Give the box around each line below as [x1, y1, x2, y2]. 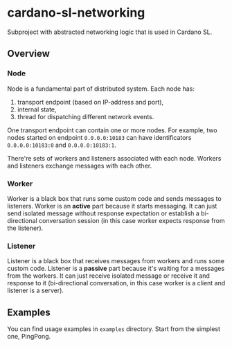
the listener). [7, 224, 44, 232]
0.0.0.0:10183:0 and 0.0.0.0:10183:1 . [7, 141, 116, 149]
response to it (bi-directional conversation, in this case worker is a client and [7, 279, 226, 287]
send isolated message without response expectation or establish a [7, 209, 199, 217]
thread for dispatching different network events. [17, 112, 154, 121]
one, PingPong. [7, 332, 51, 341]
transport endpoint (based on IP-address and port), [17, 98, 164, 106]
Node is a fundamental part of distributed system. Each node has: [7, 84, 195, 93]
